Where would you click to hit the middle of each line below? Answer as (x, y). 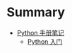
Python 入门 (45, 41)
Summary (36, 12)
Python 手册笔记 (41, 33)
